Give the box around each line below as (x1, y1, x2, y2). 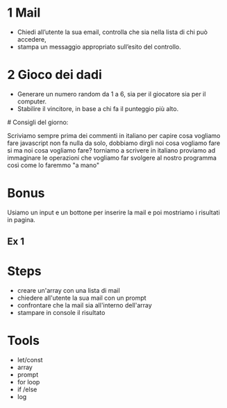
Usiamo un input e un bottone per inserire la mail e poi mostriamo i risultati (7, 208, 220, 216)
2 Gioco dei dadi (7, 67, 103, 83)
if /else (17, 385, 37, 393)
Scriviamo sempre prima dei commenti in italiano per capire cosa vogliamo (7, 131, 221, 139)
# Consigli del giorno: (7, 118, 69, 126)
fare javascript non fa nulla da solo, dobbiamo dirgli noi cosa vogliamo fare (7, 139, 221, 147)
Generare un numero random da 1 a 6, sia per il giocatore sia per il (17, 90, 206, 98)
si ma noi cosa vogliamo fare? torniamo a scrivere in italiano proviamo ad (7, 146, 216, 154)
